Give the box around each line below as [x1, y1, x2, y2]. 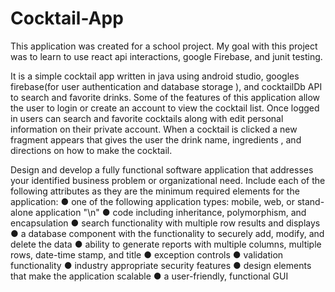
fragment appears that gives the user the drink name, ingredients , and [10, 133, 302, 146]
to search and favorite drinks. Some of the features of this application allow [10, 91, 321, 103]
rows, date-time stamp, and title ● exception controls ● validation [10, 248, 284, 261]
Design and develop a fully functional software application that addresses [10, 163, 314, 176]
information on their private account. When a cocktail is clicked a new [10, 123, 298, 135]
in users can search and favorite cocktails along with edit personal [10, 112, 284, 124]
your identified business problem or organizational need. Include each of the [10, 174, 326, 186]
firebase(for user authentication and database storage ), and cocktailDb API [10, 80, 323, 92]
